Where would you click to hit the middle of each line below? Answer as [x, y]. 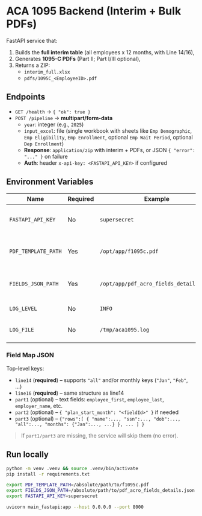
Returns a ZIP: [32, 65]
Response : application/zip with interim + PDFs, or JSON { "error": [109, 150]
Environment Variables [50, 182]
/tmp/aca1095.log [125, 330]
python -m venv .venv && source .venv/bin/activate [72, 468]
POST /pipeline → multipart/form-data [64, 118]
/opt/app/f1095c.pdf [129, 251]
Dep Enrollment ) [44, 144]
